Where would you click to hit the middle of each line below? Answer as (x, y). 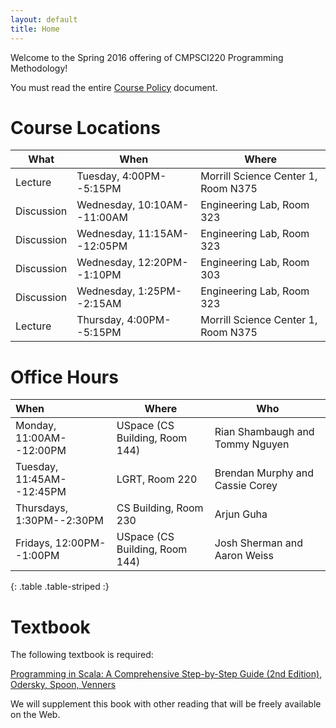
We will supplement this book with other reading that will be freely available (166, 704)
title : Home (35, 29)
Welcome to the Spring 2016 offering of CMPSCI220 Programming (147, 57)
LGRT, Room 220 (157, 479)
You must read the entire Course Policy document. (114, 87)
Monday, (36, 426)
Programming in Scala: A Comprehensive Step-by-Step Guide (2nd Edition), (166, 674)
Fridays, (34, 543)
